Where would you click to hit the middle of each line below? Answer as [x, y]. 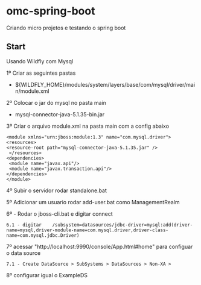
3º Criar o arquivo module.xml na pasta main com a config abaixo [88, 126]
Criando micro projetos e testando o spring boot [66, 28]
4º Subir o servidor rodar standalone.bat [57, 190]
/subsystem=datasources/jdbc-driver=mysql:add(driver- [123, 225]
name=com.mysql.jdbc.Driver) [43, 235]
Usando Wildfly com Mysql [40, 61]
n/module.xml [32, 91]
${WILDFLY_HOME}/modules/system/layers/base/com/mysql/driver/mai [105, 84]
